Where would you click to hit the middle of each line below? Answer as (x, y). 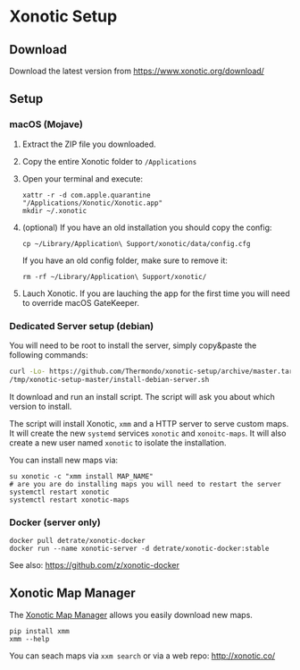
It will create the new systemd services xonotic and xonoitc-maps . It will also (148, 433)
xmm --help (29, 639)
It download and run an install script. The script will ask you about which (142, 396)
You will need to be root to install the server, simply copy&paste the (133, 345)
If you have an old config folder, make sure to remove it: (125, 260)
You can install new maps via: (64, 460)
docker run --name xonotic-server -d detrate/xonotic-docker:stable (139, 549)
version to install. (41, 406)
